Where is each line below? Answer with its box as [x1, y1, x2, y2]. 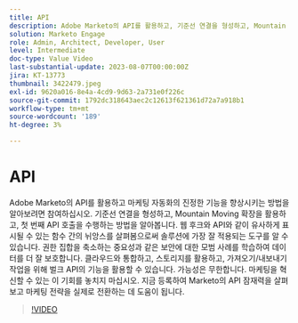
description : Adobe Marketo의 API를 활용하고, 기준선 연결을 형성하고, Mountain [9, 21, 286, 30]
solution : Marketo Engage [9, 29, 105, 38]
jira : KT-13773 [9, 71, 66, 80]
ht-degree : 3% [9, 121, 62, 130]
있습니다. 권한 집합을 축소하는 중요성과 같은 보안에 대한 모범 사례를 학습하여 [9, 241, 270, 252]
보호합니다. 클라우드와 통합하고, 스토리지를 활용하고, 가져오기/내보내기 [44, 253, 287, 263]
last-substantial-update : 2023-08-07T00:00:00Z [9, 63, 189, 72]
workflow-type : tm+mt [9, 104, 90, 113]
